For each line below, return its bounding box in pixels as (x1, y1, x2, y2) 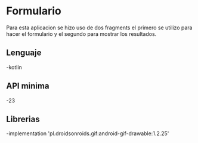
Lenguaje (6, 48, 42, 58)
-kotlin (6, 63, 22, 71)
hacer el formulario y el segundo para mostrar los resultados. (6, 30, 157, 37)
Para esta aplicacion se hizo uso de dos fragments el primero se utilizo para (6, 24, 193, 31)
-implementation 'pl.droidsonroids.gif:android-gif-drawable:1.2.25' (6, 130, 169, 137)
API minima (6, 81, 49, 91)
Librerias (6, 114, 40, 124)
